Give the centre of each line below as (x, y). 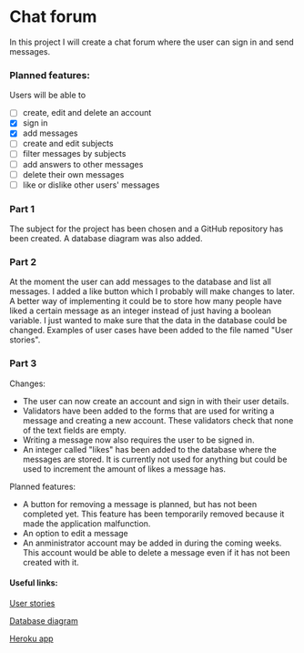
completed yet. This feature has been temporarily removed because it (153, 514)
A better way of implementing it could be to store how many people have (146, 301)
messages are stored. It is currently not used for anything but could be (155, 459)
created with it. (51, 562)
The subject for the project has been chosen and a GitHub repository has (147, 229)
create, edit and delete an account (87, 113)
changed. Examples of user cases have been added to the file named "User (151, 331)
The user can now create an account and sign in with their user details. (156, 401)
